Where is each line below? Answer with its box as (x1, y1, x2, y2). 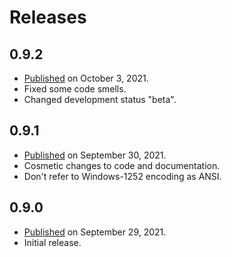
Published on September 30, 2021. (23, 149, 167, 161)
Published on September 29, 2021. (23, 226, 167, 238)
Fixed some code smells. (23, 83, 127, 95)
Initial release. (23, 236, 82, 248)
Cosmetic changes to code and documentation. (23, 159, 221, 171)
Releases (9, 6, 87, 29)
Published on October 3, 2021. (23, 72, 149, 84)
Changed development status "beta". (23, 94, 177, 105)
